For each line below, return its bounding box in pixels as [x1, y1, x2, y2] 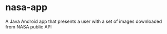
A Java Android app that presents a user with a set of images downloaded [5, 18, 162, 24]
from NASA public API [5, 23, 52, 29]
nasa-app [5, 2, 48, 13]
